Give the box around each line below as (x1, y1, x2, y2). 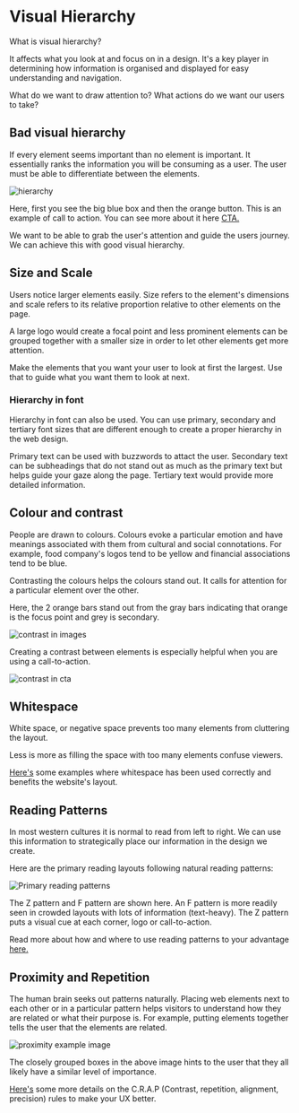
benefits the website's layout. (9, 777, 118, 787)
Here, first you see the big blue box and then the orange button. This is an (9, 203, 282, 213)
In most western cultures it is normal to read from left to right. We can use (9, 827, 282, 838)
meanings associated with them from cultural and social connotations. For (9, 538, 282, 549)
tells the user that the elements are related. (9, 1022, 167, 1033)
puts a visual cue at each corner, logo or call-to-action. (9, 917, 212, 927)
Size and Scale (9, 265, 93, 281)
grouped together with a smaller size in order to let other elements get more (9, 335, 289, 346)
